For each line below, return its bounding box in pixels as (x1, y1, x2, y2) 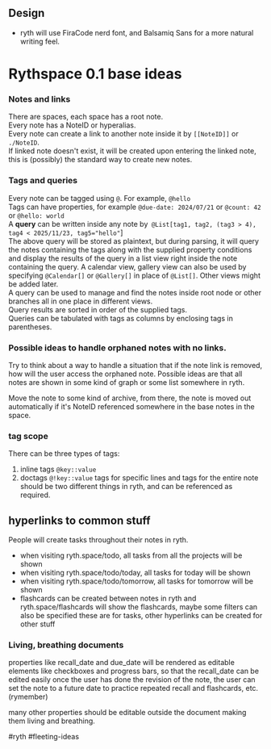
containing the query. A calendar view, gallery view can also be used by (8, 262, 247, 271)
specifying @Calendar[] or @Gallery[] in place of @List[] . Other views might (8, 270, 261, 280)
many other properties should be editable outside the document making (8, 708, 247, 718)
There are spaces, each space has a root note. (8, 112, 164, 122)
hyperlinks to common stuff (8, 513, 151, 527)
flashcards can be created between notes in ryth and (19, 593, 197, 603)
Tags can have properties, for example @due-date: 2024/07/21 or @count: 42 (8, 202, 261, 211)
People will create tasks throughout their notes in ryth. (8, 535, 189, 544)
